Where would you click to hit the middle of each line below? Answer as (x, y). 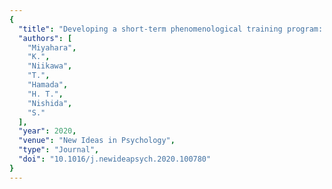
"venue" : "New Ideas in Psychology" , (97, 141)
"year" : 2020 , (47, 131)
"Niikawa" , (50, 66)
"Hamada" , (48, 85)
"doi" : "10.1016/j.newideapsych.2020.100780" (115, 159)
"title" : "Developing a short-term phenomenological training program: (171, 29)
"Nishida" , (50, 103)
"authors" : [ (45, 38)
